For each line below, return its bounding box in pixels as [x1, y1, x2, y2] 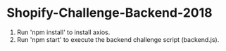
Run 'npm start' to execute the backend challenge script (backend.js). [16, 35, 220, 43]
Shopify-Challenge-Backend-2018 [6, 5, 213, 21]
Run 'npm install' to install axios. [16, 28, 111, 36]
